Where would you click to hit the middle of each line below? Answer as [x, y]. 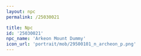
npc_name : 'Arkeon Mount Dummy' [46, 39]
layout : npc [21, 11]
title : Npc [20, 28]
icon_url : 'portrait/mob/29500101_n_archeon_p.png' [71, 44]
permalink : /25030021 [33, 17]
